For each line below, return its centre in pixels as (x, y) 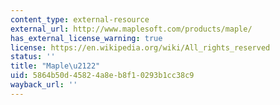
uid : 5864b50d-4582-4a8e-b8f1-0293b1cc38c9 (102, 76)
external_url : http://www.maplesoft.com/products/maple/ (131, 29)
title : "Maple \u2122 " (55, 66)
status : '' (33, 57)
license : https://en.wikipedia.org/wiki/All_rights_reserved (140, 47)
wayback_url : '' (44, 85)
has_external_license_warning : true (86, 38)
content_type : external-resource (80, 19)
